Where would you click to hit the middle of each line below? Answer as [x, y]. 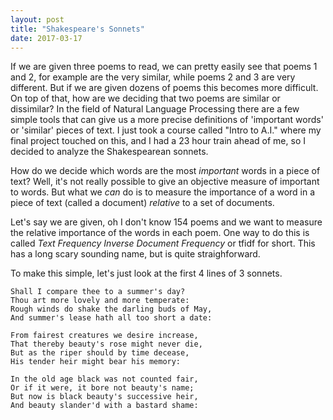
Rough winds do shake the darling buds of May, [111, 309]
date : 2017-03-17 [46, 38]
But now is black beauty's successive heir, [104, 397]
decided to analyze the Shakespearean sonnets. [109, 152]
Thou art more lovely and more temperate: [100, 301]
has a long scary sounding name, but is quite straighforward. [135, 254]
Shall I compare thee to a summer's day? [98, 292]
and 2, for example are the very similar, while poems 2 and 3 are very [153, 77]
